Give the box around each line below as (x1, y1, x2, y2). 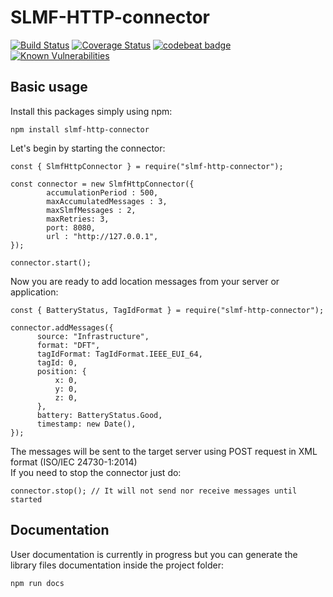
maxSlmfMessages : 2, (46, 205, 137, 215)
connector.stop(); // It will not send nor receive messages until (10, 486, 298, 496)
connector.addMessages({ (10, 322, 114, 333)
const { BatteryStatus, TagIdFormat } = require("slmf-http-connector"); (10, 305, 325, 315)
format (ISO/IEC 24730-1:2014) (10, 456, 138, 468)
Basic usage (10, 79, 88, 96)
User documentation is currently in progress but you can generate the (10, 548, 298, 560)
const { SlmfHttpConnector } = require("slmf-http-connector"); (10, 161, 284, 171)
